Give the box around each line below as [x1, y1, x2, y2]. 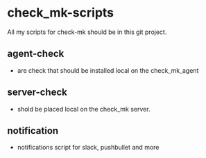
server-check [7, 87, 67, 98]
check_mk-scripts [7, 5, 114, 21]
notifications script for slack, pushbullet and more [17, 143, 160, 152]
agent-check [7, 48, 65, 60]
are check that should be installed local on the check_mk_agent [17, 66, 199, 74]
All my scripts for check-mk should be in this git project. [7, 28, 167, 36]
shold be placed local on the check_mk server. [17, 105, 151, 113]
